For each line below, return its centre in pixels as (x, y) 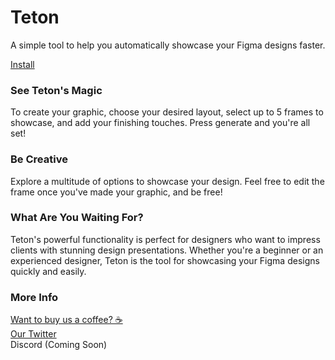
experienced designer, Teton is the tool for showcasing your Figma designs (165, 260)
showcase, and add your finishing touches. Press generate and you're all (160, 123)
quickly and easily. (48, 271)
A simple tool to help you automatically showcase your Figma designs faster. (168, 45)
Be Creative (39, 159)
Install (22, 64)
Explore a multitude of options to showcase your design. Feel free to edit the (167, 181)
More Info (34, 297)
